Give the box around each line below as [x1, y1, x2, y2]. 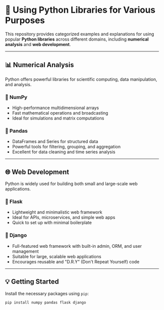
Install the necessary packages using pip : [5, 290, 89, 296]
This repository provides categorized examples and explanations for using [5, 31, 155, 37]
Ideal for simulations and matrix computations [12, 115, 104, 121]
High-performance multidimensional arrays [12, 105, 99, 111]
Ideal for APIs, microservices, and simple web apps [12, 215, 116, 220]
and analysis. [5, 81, 32, 87]
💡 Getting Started [5, 278, 60, 286]
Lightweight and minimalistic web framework [12, 209, 102, 215]
